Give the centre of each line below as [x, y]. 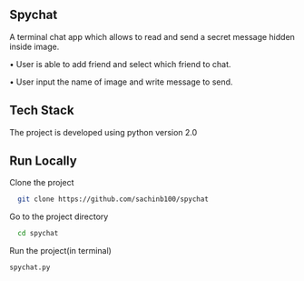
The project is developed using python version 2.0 [103, 132]
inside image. [34, 46]
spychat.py [30, 267]
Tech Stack [42, 110]
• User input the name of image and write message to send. [121, 82]
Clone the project [42, 183]
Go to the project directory [59, 216]
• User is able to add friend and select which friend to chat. [120, 64]
